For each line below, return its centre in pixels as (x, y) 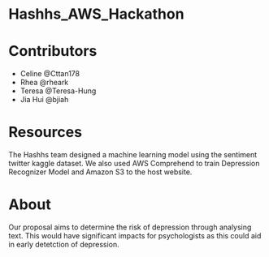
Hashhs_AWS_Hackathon (96, 14)
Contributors (53, 51)
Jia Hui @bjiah (44, 100)
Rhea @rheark (44, 83)
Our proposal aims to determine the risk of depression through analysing (130, 227)
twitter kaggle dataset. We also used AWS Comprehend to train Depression (134, 164)
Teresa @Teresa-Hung (58, 91)
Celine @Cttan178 (50, 74)
